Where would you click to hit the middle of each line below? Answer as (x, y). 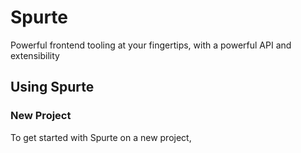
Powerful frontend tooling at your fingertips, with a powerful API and (151, 45)
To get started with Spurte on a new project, (101, 137)
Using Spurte (52, 87)
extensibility (35, 55)
